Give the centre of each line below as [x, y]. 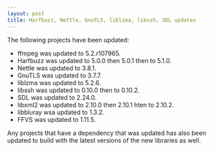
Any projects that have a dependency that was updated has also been [106, 133]
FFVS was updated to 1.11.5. [56, 119]
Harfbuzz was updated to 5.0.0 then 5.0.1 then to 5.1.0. [94, 60]
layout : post [26, 14]
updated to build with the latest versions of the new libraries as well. [104, 140]
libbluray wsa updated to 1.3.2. [61, 112]
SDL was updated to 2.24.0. [57, 97]
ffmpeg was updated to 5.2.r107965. [69, 53]
